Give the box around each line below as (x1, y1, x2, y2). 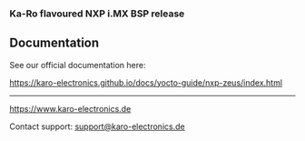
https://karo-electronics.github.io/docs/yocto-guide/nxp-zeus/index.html (9, 76, 283, 88)
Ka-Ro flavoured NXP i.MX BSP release (9, 7, 185, 20)
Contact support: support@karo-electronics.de (9, 121, 185, 132)
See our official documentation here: (9, 59, 147, 70)
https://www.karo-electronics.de (9, 103, 132, 114)
